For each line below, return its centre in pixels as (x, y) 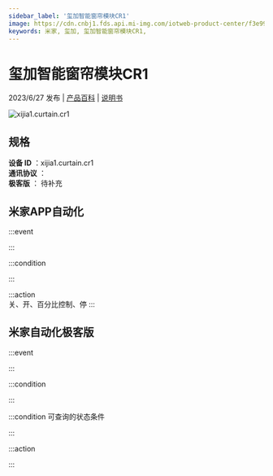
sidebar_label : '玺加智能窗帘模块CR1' (69, 16)
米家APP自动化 (46, 211)
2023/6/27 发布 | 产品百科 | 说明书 (66, 98)
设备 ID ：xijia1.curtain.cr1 (51, 163)
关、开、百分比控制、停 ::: (52, 304)
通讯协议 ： (27, 173)
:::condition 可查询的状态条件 (57, 417)
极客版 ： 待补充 (35, 183)
